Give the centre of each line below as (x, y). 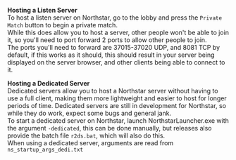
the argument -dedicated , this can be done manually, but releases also (110, 128)
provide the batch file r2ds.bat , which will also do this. (86, 135)
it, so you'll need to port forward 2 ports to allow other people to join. (107, 40)
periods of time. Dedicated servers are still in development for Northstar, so (117, 106)
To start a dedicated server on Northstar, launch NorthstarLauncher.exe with (118, 121)
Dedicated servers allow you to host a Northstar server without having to (113, 91)
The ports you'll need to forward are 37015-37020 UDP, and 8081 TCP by (114, 47)
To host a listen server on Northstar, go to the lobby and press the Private (115, 18)
